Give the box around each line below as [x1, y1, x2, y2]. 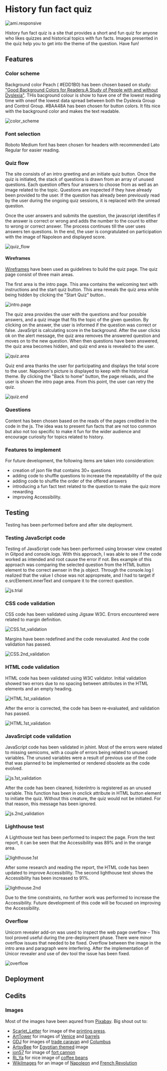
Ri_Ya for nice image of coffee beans [12, 1054, 88, 1060]
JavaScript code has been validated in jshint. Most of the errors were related [5, 744, 163, 750]
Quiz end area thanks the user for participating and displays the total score [5, 363, 159, 369]
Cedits [5, 992, 26, 1000]
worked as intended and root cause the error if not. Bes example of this [5, 557, 152, 563]
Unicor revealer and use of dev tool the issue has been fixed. [5, 950, 131, 956]
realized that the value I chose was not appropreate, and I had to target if [5, 573, 155, 579]
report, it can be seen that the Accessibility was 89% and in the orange [5, 840, 151, 846]
